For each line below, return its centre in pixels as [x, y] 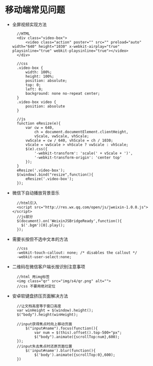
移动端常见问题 [35, 10]
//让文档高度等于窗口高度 [39, 306]
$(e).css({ [36, 149]
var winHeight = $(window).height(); [55, 310]
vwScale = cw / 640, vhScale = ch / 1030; [69, 140]
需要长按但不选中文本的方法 [40, 239]
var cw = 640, [40, 127]
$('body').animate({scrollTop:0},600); [75, 355]
